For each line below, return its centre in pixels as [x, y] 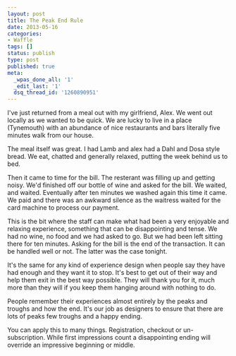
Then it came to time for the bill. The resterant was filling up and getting [111, 178]
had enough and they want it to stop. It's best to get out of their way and [112, 273]
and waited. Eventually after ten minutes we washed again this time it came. [117, 193]
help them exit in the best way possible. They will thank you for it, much [111, 280]
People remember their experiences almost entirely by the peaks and [107, 302]
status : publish [31, 54]
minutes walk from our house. [50, 136]
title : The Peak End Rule [45, 20]
